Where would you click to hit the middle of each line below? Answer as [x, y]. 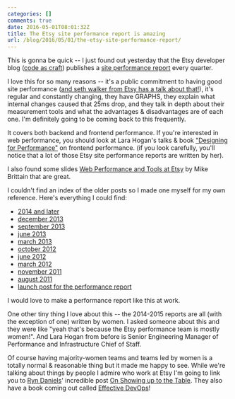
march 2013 [35, 242]
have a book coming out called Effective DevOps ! [79, 388]
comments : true [30, 21]
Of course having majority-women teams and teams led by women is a [110, 358]
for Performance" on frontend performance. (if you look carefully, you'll [111, 148]
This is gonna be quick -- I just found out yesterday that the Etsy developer [116, 60]
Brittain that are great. [39, 177]
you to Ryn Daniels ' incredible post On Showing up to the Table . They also [115, 381]
